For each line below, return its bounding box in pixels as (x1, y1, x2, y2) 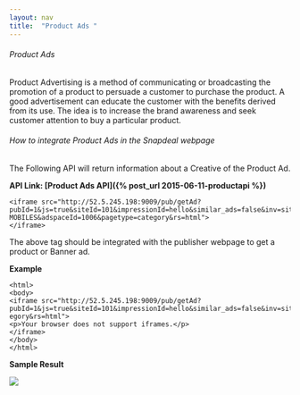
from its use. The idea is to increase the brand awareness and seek (9, 105, 257, 116)
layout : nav (9, 13, 54, 22)
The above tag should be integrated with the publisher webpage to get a (9, 236, 275, 247)
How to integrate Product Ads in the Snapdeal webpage (9, 135, 216, 146)
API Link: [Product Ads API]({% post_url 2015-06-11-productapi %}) (9, 180, 266, 190)
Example (9, 263, 43, 273)
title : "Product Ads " (9, 21, 98, 30)
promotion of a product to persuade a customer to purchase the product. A (9, 86, 286, 97)
